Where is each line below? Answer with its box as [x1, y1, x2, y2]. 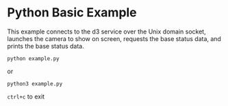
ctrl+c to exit [7, 92, 45, 101]
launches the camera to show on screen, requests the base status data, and [7, 34, 221, 42]
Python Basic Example [7, 5, 137, 21]
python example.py [7, 55, 60, 62]
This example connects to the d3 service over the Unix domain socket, [7, 27, 207, 36]
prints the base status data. [7, 42, 84, 50]
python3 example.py [7, 80, 63, 87]
